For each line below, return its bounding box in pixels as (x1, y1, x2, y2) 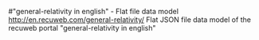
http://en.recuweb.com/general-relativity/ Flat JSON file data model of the (8, 15, 251, 24)
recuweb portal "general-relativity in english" (8, 24, 157, 32)
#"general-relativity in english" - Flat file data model (8, 7, 179, 16)
